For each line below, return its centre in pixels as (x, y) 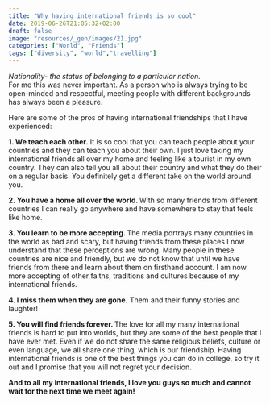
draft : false (30, 31)
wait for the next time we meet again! (72, 391)
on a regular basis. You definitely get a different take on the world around (130, 176)
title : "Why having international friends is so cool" (102, 16)
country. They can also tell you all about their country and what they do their (135, 167)
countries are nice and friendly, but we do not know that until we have (124, 258)
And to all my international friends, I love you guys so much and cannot (130, 383)
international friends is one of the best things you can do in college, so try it (134, 358)
